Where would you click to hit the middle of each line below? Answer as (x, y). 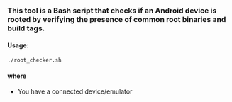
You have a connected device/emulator (75, 91)
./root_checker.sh (34, 60)
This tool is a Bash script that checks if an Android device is (112, 11)
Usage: (18, 45)
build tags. (26, 28)
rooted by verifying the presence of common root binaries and (117, 19)
